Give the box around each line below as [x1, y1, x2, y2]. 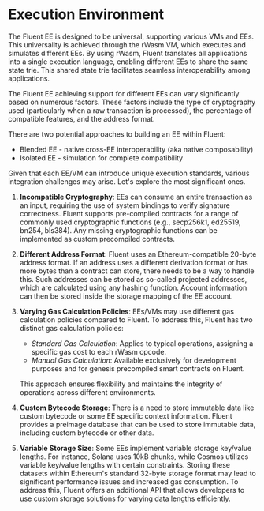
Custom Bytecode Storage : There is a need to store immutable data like [19, 403, 255, 412]
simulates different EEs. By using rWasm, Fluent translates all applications [8, 48, 247, 58]
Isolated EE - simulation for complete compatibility [19, 152, 184, 163]
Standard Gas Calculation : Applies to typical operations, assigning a [31, 338, 254, 348]
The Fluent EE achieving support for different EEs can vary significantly [8, 88, 240, 98]
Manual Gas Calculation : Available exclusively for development [31, 355, 236, 365]
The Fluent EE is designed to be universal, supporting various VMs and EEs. [8, 32, 255, 41]
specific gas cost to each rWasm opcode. [31, 347, 167, 356]
